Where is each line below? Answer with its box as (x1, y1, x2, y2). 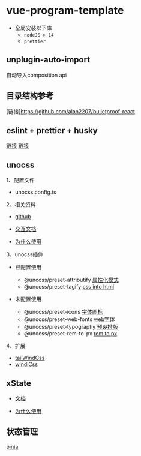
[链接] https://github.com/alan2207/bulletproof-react (6, 107, 135, 115)
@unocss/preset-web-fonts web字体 (23, 316, 115, 323)
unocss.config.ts (14, 188, 57, 196)
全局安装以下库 (14, 24, 52, 31)
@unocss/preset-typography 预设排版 (23, 323, 118, 331)
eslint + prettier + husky (6, 125, 98, 136)
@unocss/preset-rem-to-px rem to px (23, 330, 118, 337)
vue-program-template (6, 4, 124, 17)
